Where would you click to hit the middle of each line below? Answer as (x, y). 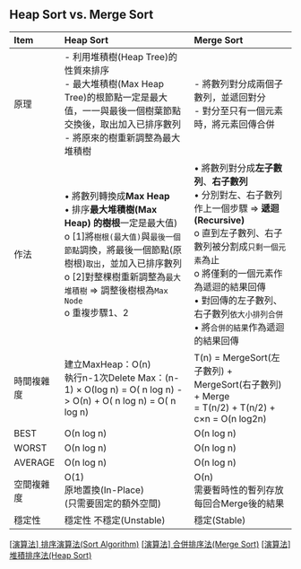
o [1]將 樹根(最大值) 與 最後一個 (122, 236)
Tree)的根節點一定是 (107, 97)
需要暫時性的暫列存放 (239, 490)
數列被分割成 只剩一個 (236, 246)
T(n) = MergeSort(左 (237, 357)
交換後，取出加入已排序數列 (123, 124)
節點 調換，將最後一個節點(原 (123, 249)
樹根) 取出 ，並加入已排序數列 (123, 263)
